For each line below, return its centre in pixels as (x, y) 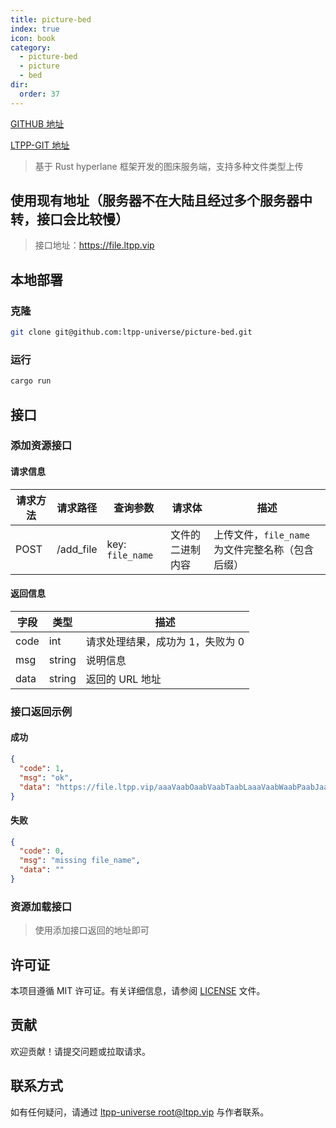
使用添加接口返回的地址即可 (92, 930)
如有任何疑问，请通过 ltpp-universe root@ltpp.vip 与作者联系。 (140, 1112)
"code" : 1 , (42, 768)
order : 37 (39, 94)
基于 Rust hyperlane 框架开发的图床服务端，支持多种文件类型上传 (169, 166)
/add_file (77, 549)
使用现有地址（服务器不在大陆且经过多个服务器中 (161, 201)
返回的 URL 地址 (123, 679)
